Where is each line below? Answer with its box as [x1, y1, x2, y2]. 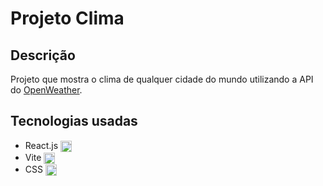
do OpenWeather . [10, 84, 83, 96]
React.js [24, 139, 59, 151]
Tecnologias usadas [10, 113, 138, 130]
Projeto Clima [10, 7, 125, 30]
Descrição [10, 47, 76, 64]
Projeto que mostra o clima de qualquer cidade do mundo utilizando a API [10, 73, 314, 85]
